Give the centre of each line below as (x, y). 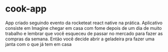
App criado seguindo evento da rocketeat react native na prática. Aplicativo (84, 23)
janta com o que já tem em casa (38, 44)
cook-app (26, 9)
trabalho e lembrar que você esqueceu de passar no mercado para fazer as (84, 33)
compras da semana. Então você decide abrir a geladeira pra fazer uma (80, 39)
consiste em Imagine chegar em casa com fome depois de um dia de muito (83, 28)
